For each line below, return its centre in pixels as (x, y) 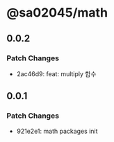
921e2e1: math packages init (57, 131)
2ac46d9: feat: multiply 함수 (56, 73)
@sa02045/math (57, 13)
